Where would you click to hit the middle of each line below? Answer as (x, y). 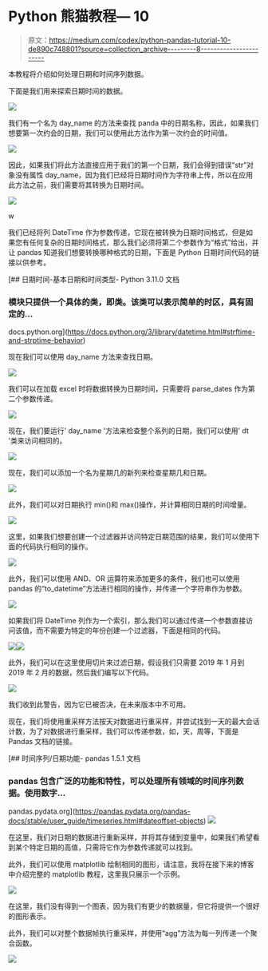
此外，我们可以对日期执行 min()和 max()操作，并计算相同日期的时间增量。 (130, 505)
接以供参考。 (29, 262)
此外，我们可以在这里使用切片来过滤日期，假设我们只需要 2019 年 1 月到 (126, 663)
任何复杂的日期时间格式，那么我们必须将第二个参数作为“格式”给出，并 (144, 242)
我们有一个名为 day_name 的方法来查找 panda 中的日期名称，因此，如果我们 (134, 123)
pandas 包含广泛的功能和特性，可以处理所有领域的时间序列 (122, 782)
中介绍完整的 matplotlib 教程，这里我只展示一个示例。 (97, 874)
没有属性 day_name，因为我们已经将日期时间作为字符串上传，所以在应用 (134, 175)
